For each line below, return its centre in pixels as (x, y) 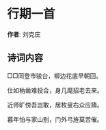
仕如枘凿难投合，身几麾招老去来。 (55, 90)
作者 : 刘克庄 (24, 34)
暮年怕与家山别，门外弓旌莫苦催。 (55, 119)
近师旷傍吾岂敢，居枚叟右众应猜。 (55, 105)
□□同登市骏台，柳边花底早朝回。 (55, 75)
